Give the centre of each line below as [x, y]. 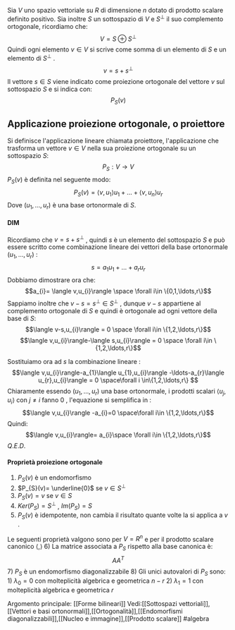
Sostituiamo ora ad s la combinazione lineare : [74, 361]
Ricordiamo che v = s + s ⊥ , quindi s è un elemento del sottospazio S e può [116, 239]
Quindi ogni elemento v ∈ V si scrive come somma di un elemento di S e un [117, 49]
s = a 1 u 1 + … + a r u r [118, 268]
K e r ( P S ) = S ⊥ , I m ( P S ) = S [55, 506]
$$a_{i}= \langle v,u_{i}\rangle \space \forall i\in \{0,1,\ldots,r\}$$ [118, 291]
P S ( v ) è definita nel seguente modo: [59, 181]
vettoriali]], [194, 603]
